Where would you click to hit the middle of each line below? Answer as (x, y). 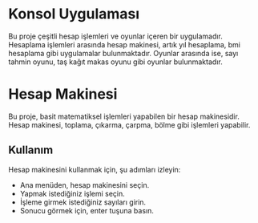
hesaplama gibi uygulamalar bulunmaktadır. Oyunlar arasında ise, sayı (123, 53)
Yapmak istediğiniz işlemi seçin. (73, 193)
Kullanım (31, 150)
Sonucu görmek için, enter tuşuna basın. (87, 210)
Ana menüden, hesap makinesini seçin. (85, 184)
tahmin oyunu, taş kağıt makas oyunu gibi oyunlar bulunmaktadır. (115, 62)
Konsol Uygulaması (74, 14)
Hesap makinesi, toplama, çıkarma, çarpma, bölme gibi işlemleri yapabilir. (129, 124)
